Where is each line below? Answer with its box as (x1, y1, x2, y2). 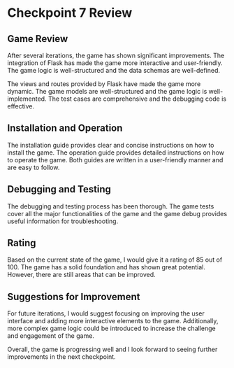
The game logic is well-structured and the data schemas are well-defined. (7, 66, 221, 74)
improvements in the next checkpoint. (7, 353, 117, 361)
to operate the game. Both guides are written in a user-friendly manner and (7, 155, 224, 164)
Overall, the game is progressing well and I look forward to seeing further (7, 345, 218, 354)
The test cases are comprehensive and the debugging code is (47, 94, 227, 103)
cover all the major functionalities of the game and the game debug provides (7, 209, 228, 218)
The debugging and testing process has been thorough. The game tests (7, 201, 214, 211)
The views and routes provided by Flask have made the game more (7, 80, 201, 88)
